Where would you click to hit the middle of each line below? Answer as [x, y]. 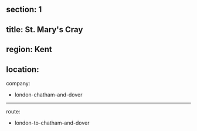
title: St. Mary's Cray [45, 30]
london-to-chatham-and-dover [52, 123]
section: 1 [24, 10]
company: [18, 83]
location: [23, 69]
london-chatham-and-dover [48, 94]
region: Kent [29, 49]
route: [13, 111]
